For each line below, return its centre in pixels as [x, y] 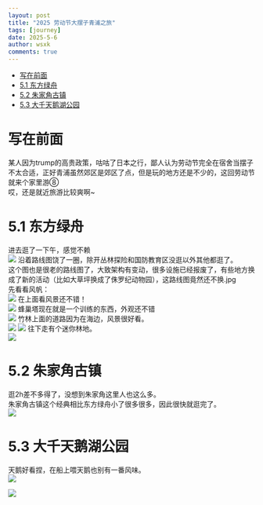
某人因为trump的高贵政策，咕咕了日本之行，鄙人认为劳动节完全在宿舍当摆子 [131, 163]
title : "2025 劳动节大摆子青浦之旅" [62, 23]
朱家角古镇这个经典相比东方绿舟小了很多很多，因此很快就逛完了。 [114, 404]
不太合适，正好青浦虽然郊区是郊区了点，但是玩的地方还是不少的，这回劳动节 [131, 172]
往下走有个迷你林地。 [61, 328]
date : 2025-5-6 [33, 37]
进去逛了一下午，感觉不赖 [49, 250]
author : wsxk [29, 45]
